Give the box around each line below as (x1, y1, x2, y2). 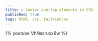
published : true (5, 12, 39, 17)
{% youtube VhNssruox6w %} (5, 30, 68, 36)
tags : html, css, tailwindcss (5, 16, 69, 21)
